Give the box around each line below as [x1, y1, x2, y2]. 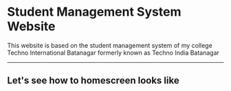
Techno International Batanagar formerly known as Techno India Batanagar [7, 49, 220, 57]
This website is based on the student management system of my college [7, 41, 213, 49]
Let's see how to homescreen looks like [7, 75, 180, 86]
